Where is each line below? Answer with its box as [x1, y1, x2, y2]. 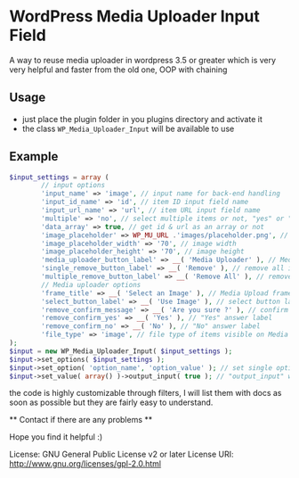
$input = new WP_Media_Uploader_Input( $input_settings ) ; [9, 346, 233, 356]
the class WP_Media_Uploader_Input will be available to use [21, 123, 235, 134]
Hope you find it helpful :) [9, 432, 103, 442]
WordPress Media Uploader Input [9, 6, 261, 27]
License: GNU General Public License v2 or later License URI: [9, 449, 234, 460]
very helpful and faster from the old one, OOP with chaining [9, 64, 228, 75]
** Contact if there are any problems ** [9, 415, 153, 425]
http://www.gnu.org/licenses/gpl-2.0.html [9, 458, 162, 469]
